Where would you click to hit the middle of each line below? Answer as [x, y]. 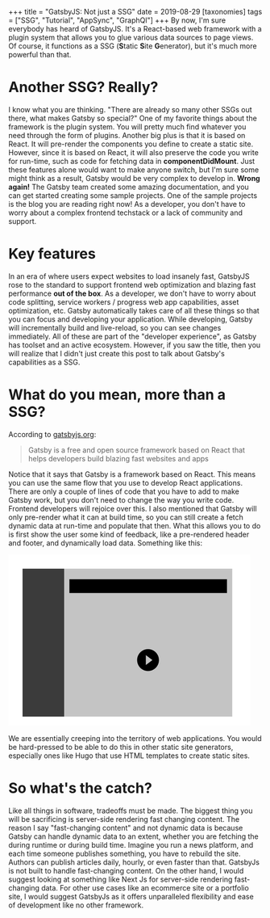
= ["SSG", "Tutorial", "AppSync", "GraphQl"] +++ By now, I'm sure [117, 20]
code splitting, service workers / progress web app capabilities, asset [124, 301]
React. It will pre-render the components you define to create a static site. [131, 144]
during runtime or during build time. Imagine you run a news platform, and [131, 844]
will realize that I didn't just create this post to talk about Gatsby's [117, 353]
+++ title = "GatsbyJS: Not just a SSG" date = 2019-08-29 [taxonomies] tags [135, 12]
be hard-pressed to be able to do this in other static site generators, [121, 747]
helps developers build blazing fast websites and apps [118, 458]
